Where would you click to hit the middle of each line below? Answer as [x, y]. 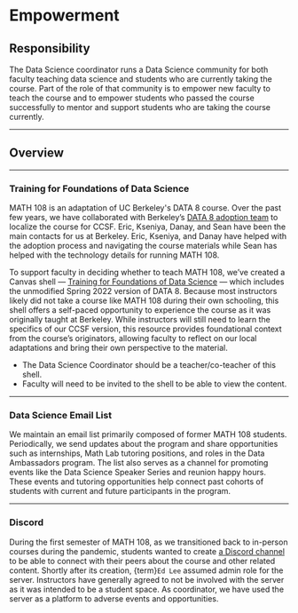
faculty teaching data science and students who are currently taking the [141, 79]
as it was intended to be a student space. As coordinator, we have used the [147, 589]
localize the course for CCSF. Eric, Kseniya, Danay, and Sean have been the [148, 227]
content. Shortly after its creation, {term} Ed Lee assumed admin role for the [146, 570]
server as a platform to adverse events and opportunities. [114, 598]
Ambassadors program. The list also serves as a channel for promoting [139, 463]
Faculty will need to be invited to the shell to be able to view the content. [154, 384]
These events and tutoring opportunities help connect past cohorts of [137, 482]
